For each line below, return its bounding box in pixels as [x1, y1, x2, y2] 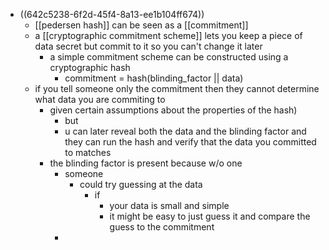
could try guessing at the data [79, 179, 203, 190]
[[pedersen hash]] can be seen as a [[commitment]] [34, 19, 249, 31]
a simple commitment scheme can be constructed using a [49, 51, 289, 63]
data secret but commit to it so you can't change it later [34, 40, 263, 52]
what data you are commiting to [34, 94, 166, 105]
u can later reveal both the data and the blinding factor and [64, 125, 307, 137]
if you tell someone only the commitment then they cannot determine [34, 83, 320, 94]
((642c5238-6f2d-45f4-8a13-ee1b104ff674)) [19, 9, 205, 20]
